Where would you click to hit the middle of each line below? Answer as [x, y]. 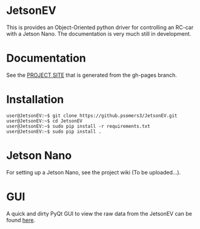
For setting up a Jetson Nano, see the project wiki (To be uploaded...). [94, 172]
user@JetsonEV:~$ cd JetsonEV [45, 121]
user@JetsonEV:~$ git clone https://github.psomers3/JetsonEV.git [92, 116]
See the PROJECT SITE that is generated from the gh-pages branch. [92, 75]
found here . [21, 220]
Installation [35, 100]
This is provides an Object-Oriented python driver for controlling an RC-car [100, 27]
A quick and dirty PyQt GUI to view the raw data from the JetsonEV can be [99, 213]
